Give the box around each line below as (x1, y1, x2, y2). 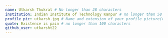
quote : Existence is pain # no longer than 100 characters (5, 21, 131, 26)
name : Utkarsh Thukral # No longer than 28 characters (5, 7, 122, 12)
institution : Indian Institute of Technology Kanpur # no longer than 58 (5, 12, 162, 17)
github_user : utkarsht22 (5, 26, 57, 31)
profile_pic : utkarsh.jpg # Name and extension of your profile (5, 16, 142, 21)
